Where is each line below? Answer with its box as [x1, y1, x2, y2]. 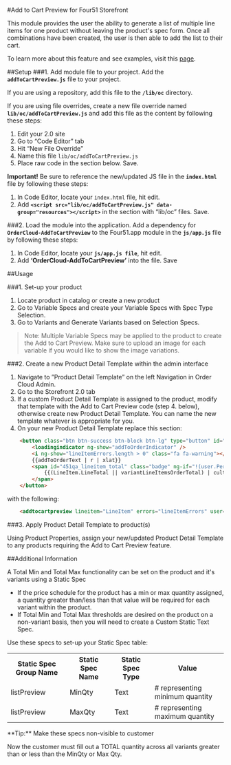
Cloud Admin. [16, 380, 56, 388]
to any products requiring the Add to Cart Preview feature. [7, 541, 172, 549]
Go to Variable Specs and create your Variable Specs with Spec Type [16, 304, 213, 312]
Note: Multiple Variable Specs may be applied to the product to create [23, 332, 222, 339]
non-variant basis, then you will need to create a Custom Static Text [16, 618, 210, 626]
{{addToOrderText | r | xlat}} [32, 457, 122, 463]
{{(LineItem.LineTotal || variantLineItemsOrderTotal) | [43, 470, 211, 476]
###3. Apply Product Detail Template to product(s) [7, 520, 151, 529]
